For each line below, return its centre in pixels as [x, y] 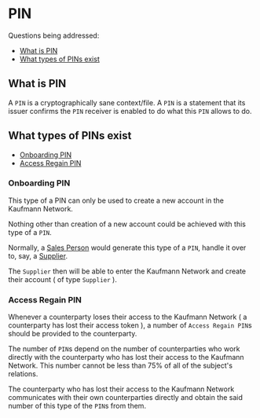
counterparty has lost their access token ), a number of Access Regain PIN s [130, 325]
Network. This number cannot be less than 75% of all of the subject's [121, 365]
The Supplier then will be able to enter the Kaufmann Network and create [127, 271]
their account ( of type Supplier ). [63, 279]
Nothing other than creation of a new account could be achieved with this [127, 224]
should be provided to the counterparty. [73, 334]
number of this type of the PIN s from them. [77, 406]
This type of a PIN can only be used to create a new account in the [116, 200]
